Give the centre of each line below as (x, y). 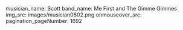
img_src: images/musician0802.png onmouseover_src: (74, 15)
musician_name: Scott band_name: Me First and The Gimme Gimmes (91, 9)
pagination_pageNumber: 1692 (44, 21)
